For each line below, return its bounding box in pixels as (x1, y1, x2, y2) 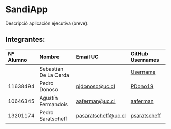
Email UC (76, 53, 99, 60)
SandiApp (5, 4, 48, 15)
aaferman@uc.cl (76, 98, 116, 105)
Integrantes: (5, 35, 45, 44)
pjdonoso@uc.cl (76, 83, 116, 90)
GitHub (130, 50, 149, 57)
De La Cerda (39, 71, 70, 78)
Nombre (39, 53, 60, 60)
